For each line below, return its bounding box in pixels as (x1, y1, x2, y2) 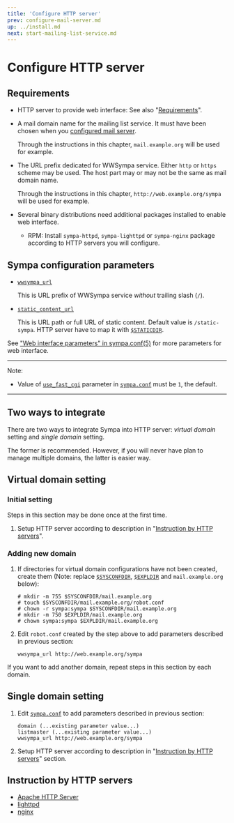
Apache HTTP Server (17, 793, 79, 801)
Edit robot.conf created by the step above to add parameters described (17, 629, 224, 638)
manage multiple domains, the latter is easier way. (7, 453, 151, 462)
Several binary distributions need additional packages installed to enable (17, 211, 226, 219)
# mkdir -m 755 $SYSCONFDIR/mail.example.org (17, 593, 152, 600)
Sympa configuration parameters (7, 259, 155, 271)
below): (17, 580, 40, 588)
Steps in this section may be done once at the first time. (7, 511, 167, 519)
